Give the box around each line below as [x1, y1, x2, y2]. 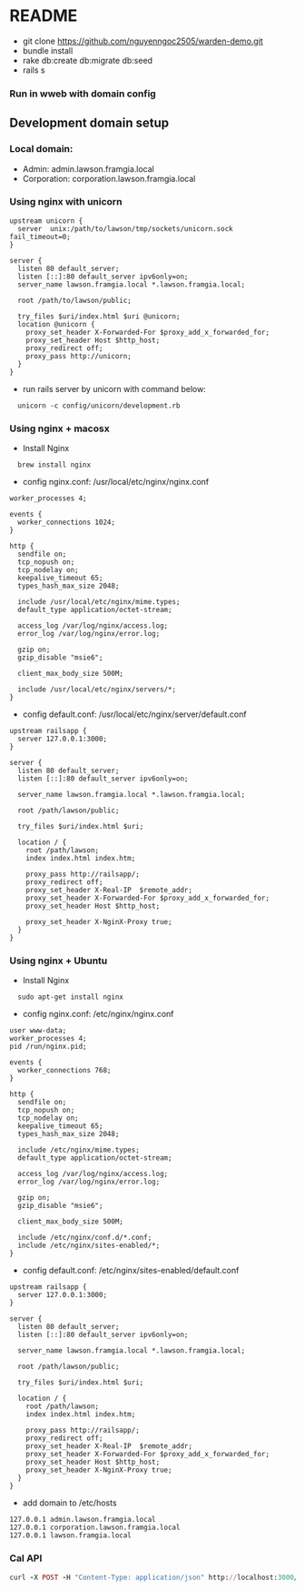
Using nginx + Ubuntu [9, 954, 108, 967]
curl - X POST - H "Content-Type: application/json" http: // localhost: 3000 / [9, 1573, 299, 1582]
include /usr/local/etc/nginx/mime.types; [17, 598, 181, 607]
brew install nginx [17, 460, 92, 469]
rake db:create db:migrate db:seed [22, 55, 152, 65]
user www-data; [9, 1026, 67, 1035]
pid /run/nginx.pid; [9, 1042, 88, 1052]
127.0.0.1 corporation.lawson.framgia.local [9, 1523, 181, 1533]
